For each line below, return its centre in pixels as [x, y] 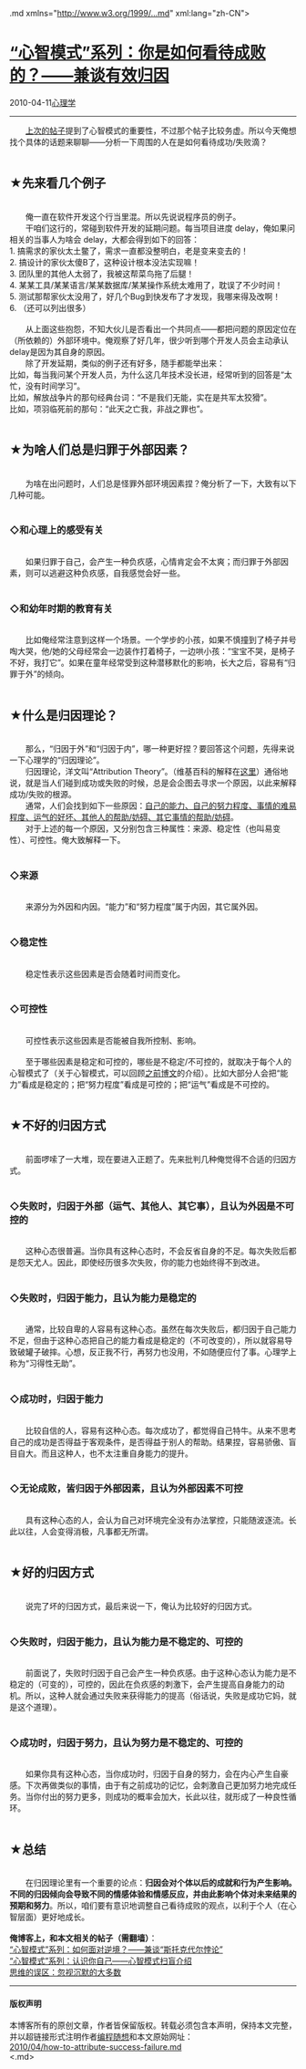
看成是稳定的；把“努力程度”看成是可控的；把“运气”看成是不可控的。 [148, 1084]
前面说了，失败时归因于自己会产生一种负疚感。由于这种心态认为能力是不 [161, 1672]
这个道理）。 [39, 1707]
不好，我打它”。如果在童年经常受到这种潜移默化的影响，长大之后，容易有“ [149, 663]
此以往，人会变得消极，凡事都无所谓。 [81, 1531]
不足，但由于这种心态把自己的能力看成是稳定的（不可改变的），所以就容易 [147, 1341]
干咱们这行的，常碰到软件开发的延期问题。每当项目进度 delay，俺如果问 [160, 228]
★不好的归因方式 [58, 1126]
